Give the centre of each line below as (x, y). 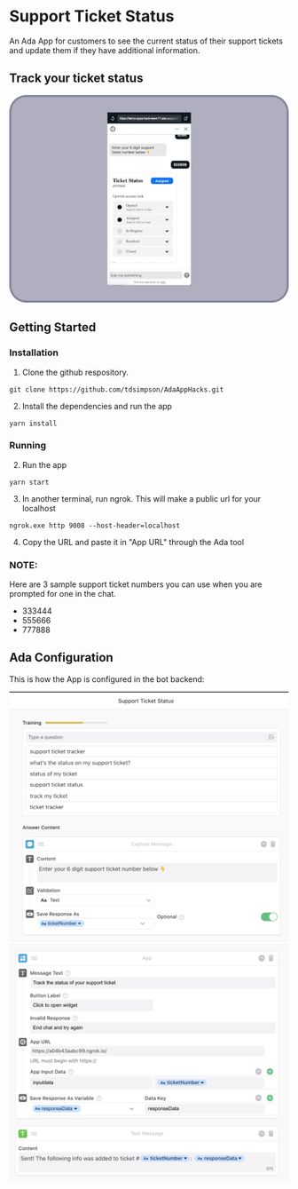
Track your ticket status (76, 79)
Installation (34, 353)
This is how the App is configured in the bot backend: (107, 679)
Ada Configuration (61, 658)
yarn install (33, 424)
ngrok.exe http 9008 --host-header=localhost (94, 526)
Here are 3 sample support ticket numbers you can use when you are (136, 584)
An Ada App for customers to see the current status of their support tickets (146, 41)
